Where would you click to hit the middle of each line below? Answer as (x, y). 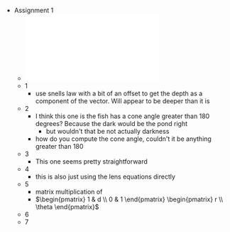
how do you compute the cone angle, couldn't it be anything (123, 139)
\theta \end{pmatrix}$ (67, 207)
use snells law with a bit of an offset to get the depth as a (119, 93)
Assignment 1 (34, 10)
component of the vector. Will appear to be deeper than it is (122, 101)
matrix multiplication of (69, 192)
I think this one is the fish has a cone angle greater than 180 (122, 116)
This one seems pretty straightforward (91, 162)
